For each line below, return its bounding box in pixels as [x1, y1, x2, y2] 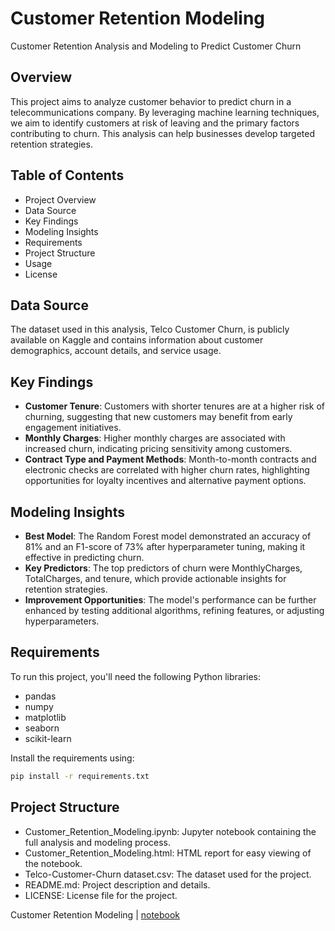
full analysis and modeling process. [24, 836, 171, 848]
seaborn [24, 722, 60, 734]
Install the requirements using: [10, 752, 135, 764]
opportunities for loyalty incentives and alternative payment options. [24, 475, 307, 487]
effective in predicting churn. [24, 552, 145, 563]
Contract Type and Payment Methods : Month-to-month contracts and [24, 453, 317, 466]
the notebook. [24, 857, 83, 869]
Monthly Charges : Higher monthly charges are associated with [24, 432, 286, 444]
